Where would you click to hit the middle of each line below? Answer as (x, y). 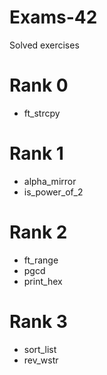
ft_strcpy (42, 113)
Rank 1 (36, 153)
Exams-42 (53, 17)
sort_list (40, 349)
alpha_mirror (50, 181)
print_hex (43, 281)
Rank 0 (39, 85)
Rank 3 (38, 321)
